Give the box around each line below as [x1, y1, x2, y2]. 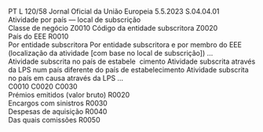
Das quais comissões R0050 [8, 115, 100, 124]
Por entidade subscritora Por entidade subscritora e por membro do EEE [8, 40, 242, 49]
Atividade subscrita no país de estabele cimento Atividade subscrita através [8, 57, 256, 66]
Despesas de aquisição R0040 [8, 107, 108, 116]
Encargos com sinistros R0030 [8, 98, 108, 108]
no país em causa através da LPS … [8, 74, 124, 82]
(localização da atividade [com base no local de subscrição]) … [8, 49, 214, 57]
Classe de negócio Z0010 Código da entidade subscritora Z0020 [8, 24, 218, 32]
